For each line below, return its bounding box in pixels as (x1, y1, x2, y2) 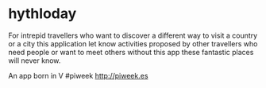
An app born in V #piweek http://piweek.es (8, 71, 148, 80)
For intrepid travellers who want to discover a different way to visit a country (8, 31, 258, 40)
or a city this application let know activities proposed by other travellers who (8, 38, 258, 48)
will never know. (8, 56, 61, 65)
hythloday (8, 5, 77, 23)
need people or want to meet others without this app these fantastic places (8, 47, 254, 57)
